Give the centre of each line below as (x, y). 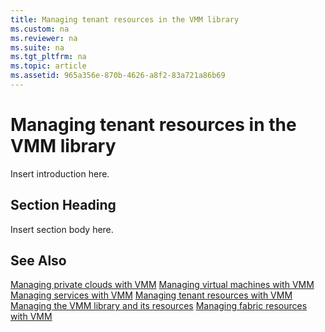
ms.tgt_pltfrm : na (48, 57)
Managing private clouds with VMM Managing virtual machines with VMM (162, 285)
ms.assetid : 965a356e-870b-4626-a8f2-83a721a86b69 (118, 76)
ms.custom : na (40, 29)
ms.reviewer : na (44, 38)
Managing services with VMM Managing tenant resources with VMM (151, 295)
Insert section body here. (62, 229)
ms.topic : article (48, 66)
